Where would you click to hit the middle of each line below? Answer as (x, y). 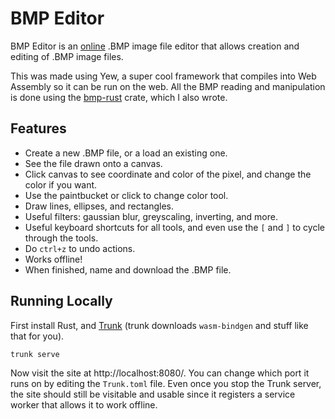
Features (38, 128)
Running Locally (61, 301)
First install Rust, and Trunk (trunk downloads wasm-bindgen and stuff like (159, 325)
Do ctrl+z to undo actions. (80, 248)
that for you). (37, 336)
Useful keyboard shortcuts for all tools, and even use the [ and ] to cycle (174, 227)
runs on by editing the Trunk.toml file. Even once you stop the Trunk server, (166, 384)
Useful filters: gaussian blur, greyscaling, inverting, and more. (151, 216)
